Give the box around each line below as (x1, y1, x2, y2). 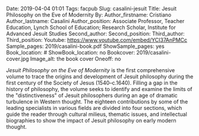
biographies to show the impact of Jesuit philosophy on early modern (6, 117, 176, 124)
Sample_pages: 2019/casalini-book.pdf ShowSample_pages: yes (6, 43, 165, 50)
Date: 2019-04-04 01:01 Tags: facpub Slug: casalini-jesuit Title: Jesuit (6, 5, 177, 12)
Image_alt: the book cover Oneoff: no (30, 56, 121, 62)
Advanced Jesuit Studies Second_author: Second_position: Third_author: (6, 30, 185, 37)
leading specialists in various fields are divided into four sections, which (6, 105, 182, 111)
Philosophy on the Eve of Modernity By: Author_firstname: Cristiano (6, 11, 172, 18)
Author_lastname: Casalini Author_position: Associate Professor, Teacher (6, 18, 185, 24)
